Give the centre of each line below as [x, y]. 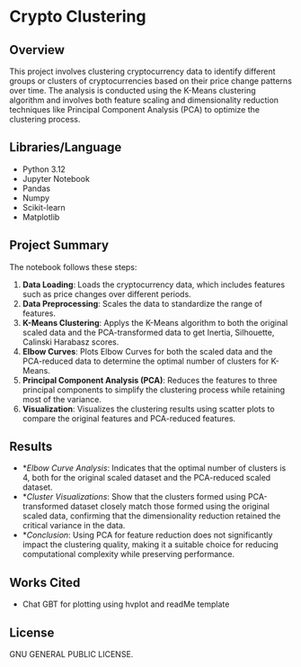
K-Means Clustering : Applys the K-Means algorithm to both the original [155, 322]
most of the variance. [62, 399]
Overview [37, 50]
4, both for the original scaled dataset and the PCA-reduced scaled [146, 478]
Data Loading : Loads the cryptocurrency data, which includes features [154, 284]
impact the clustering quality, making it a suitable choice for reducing [150, 545]
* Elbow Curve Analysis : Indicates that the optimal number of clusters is [154, 468]
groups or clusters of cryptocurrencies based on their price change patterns [150, 81]
